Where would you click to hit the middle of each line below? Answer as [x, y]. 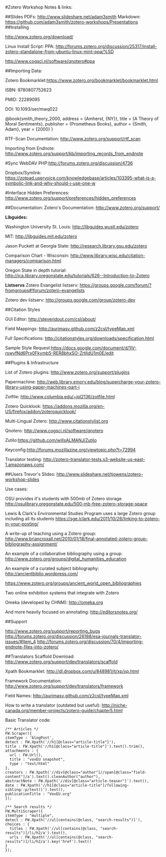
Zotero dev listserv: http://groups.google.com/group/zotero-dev [70, 300]
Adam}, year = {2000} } [29, 129]
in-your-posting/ [22, 524]
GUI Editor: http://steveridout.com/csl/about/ [51, 319]
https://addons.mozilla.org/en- [74, 406]
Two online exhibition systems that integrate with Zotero [62, 593]
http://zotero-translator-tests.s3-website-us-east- [94, 459]
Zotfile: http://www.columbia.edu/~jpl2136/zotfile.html [60, 397]
